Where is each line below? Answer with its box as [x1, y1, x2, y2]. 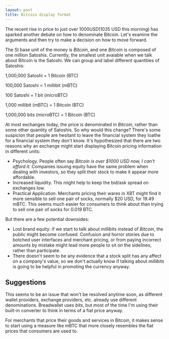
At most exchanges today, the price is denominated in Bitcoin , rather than [5, 121, 158, 127]
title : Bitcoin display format [5, 12, 71, 17]
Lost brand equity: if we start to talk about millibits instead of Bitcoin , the [12, 226, 163, 232]
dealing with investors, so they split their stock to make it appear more [12, 169, 159, 175]
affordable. [12, 174, 36, 180]
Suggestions [5, 278, 46, 286]
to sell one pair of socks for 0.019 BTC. [12, 206, 93, 212]
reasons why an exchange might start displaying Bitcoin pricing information [5, 142, 162, 149]
